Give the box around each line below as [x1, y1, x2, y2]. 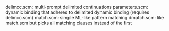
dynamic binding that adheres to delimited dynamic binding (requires [5, 9, 150, 15]
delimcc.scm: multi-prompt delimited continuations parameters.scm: [5, 4, 148, 10]
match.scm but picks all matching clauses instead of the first [5, 20, 132, 26]
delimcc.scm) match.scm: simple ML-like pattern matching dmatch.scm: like [5, 15, 164, 20]
